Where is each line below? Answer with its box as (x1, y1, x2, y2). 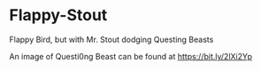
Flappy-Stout (9, 5, 108, 25)
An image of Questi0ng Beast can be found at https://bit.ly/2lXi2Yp (9, 51, 253, 61)
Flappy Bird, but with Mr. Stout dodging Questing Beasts (9, 34, 214, 45)
